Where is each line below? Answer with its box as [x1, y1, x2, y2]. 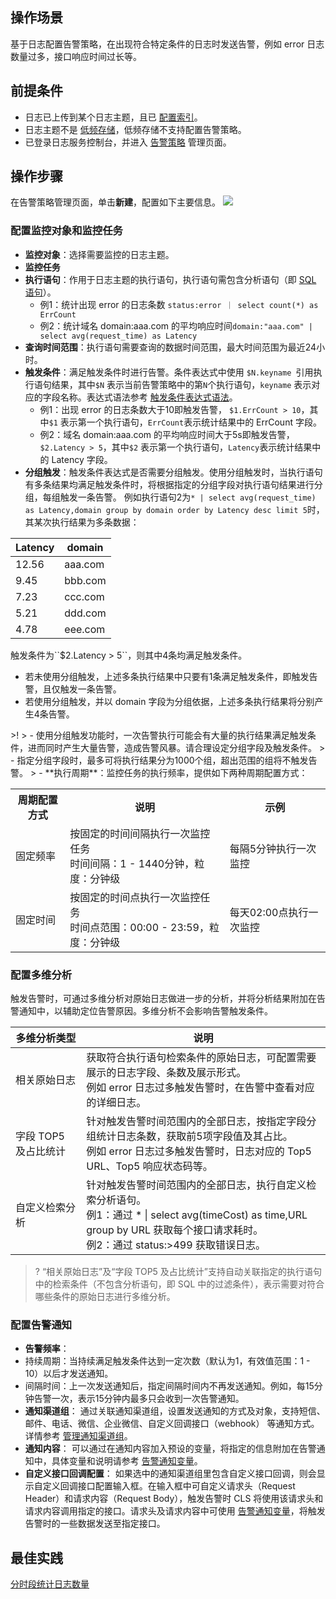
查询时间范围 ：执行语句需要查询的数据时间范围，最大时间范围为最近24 [24, 341, 317, 353]
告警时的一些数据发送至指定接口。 [24, 1518, 166, 1530]
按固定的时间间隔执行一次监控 [69, 826, 211, 840]
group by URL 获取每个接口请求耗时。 [86, 1223, 264, 1237]
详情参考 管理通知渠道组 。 [24, 1430, 133, 1442]
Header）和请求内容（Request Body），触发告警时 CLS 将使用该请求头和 [24, 1493, 324, 1505]
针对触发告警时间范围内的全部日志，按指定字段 [86, 1114, 307, 1128]
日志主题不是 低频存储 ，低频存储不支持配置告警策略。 [24, 123, 247, 135]
